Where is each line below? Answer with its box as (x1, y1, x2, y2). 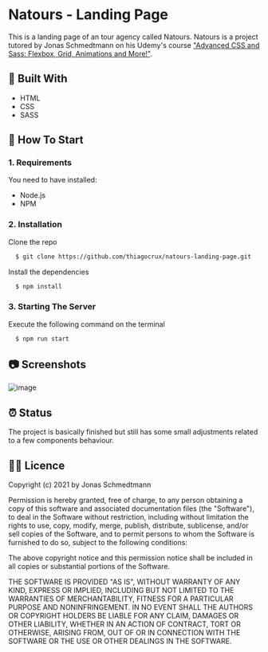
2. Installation (8, 219, 62, 230)
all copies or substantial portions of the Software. (8, 562, 170, 571)
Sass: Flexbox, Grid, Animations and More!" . (8, 49, 153, 58)
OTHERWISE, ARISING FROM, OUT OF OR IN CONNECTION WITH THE (8, 628, 241, 638)
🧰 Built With (8, 72, 68, 85)
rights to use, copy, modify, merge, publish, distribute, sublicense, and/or (8, 520, 249, 531)
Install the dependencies (8, 267, 89, 277)
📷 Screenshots (8, 358, 86, 371)
